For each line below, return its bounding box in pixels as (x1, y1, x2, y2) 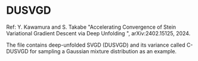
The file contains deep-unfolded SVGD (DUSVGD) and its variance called (6, 41, 185, 48)
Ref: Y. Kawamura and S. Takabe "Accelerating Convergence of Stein (6, 23, 177, 30)
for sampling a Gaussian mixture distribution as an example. (29, 47, 177, 54)
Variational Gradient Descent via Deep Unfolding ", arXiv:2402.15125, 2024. (6, 29, 191, 36)
